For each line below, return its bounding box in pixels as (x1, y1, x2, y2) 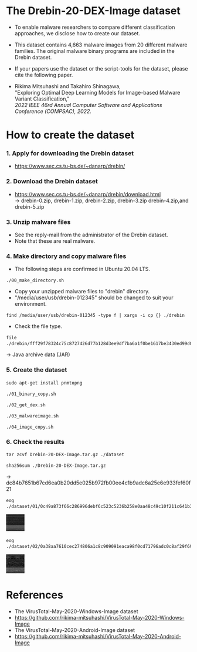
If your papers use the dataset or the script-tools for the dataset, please (14, 65, 188, 72)
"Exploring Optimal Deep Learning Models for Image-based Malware (14, 89, 181, 96)
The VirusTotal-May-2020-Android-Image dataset (14, 626, 135, 633)
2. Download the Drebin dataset (6, 178, 98, 186)
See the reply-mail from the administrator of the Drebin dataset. (14, 231, 168, 239)
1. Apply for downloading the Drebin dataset (6, 149, 134, 158)
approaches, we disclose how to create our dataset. (14, 29, 141, 36)
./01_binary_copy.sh (6, 391, 57, 397)
